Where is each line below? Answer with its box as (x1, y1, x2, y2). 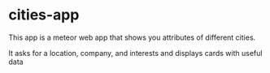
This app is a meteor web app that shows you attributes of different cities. (8, 32, 256, 42)
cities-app (8, 6, 80, 24)
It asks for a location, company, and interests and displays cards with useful (8, 48, 263, 58)
